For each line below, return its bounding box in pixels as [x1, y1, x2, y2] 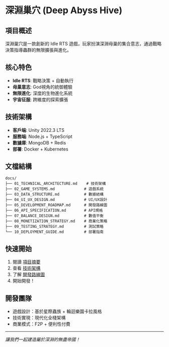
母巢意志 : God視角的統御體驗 [12, 84, 73, 90]
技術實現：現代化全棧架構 [12, 315, 66, 321]
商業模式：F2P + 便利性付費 [12, 321, 70, 327]
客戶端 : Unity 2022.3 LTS [12, 127, 64, 133]
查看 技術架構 [12, 265, 41, 271]
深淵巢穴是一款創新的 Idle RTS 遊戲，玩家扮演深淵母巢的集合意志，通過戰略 [5, 41, 162, 46]
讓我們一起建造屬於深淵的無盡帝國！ [5, 336, 80, 342]
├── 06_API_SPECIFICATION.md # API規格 [5, 208, 103, 213]
